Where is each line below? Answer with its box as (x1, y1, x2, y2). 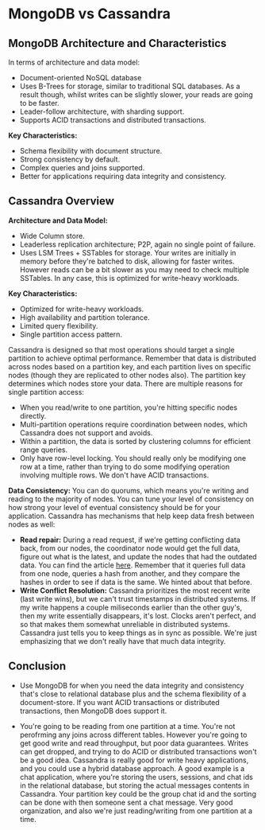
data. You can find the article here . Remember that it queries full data (19, 560, 246, 570)
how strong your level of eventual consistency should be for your (8, 502, 221, 512)
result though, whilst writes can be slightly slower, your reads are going (19, 90, 253, 99)
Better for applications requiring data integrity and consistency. (19, 172, 227, 181)
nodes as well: (8, 519, 56, 529)
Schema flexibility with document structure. (19, 146, 163, 155)
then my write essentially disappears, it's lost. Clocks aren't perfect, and (19, 610, 256, 621)
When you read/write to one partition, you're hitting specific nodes (19, 403, 238, 412)
